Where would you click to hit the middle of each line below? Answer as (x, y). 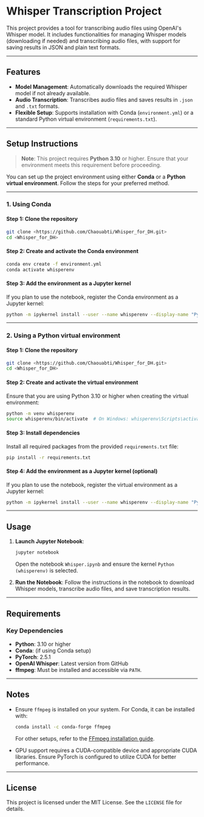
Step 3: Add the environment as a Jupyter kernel (69, 283)
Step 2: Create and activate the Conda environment (72, 251)
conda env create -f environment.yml (54, 264)
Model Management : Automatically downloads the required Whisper (101, 87)
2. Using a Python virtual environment (63, 336)
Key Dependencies (35, 631)
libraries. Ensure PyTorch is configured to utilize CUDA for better (96, 756)
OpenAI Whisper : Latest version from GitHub (72, 663)
